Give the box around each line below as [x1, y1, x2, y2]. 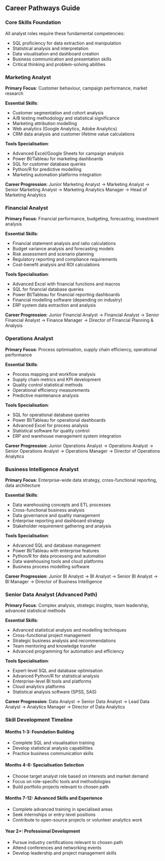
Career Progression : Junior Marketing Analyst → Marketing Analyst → [5, 181, 150, 187]
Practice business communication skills [12, 751, 94, 757]
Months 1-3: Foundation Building [5, 729, 74, 735]
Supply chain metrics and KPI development [12, 376, 101, 382]
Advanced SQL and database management [12, 542, 101, 548]
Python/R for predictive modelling [12, 166, 82, 172]
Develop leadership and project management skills [12, 850, 117, 856]
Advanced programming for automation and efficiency [12, 648, 124, 654]
